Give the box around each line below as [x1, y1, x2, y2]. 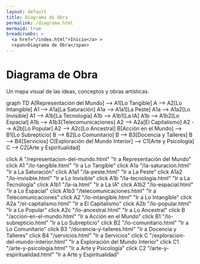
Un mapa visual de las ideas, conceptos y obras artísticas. [6, 87, 150, 95]
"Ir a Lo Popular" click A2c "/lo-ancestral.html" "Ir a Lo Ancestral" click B [6, 206, 185, 213]
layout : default [6, 8, 47, 15]
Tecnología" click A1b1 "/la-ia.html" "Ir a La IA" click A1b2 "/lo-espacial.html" [6, 181, 194, 188]
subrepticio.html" [6, 219, 49, 226]
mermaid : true [6, 25, 42, 32]
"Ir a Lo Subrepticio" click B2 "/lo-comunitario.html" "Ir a [50, 219, 189, 226]
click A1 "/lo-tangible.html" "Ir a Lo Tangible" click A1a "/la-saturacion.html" [6, 162, 192, 169]
